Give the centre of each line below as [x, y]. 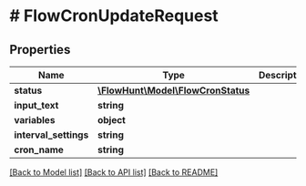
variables [35, 120]
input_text [36, 105]
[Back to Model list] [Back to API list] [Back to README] [114, 172]
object [111, 120]
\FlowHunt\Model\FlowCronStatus [173, 90]
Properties [40, 50]
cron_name [39, 150]
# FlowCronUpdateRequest [114, 16]
